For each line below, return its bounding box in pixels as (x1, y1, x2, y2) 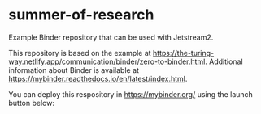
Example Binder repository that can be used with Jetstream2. (8, 32, 214, 42)
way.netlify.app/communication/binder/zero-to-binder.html (8, 57, 206, 66)
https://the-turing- (153, 48, 215, 57)
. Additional (204, 57, 243, 66)
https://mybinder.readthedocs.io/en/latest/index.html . (8, 74, 188, 83)
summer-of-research (8, 6, 154, 24)
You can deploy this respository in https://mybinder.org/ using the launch (8, 89, 254, 99)
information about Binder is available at (8, 65, 140, 74)
